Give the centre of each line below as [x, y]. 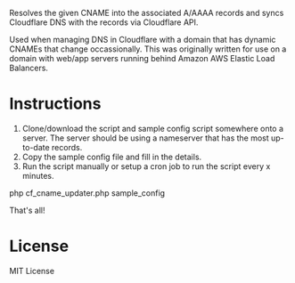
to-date [36, 147]
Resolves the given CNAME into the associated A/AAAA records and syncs [147, 13]
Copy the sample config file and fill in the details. [112, 157]
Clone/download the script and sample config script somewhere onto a [152, 128]
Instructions [55, 104]
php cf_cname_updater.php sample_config [87, 193]
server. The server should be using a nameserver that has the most [145, 138]
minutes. [38, 175]
